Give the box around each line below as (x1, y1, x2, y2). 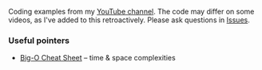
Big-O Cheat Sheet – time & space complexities (19, 53, 176, 63)
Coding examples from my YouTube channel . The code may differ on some (8, 7, 255, 16)
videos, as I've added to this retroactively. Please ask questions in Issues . (8, 15, 250, 25)
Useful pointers (8, 35, 70, 46)
